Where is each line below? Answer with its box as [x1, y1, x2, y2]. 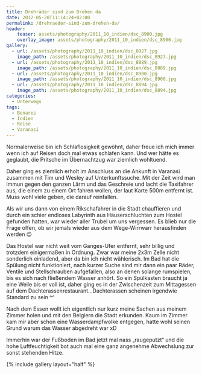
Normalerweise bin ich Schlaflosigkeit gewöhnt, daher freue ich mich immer [6, 143, 195, 150]
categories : [6, 93, 36, 99]
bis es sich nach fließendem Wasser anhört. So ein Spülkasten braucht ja [6, 274, 188, 281]
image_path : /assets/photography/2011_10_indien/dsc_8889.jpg [17, 65, 177, 71]
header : [6, 25, 26, 32]
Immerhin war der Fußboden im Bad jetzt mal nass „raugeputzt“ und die [6, 336, 185, 343]
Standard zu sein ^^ [6, 294, 55, 300]
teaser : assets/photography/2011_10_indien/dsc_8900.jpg [17, 31, 163, 37]
